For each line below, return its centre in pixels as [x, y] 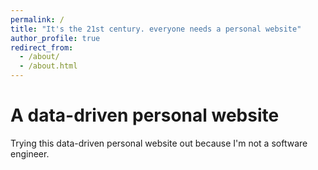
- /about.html [48, 66]
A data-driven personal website [145, 115]
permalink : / [37, 19]
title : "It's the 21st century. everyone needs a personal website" [156, 29]
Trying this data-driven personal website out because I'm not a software [159, 143]
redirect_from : [42, 47]
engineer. [30, 153]
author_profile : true [55, 38]
